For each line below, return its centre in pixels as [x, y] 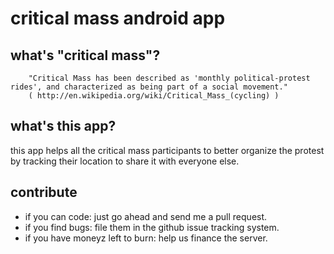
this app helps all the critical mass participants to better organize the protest [167, 150]
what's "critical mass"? [85, 55]
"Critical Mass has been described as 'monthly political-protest [169, 78]
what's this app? [63, 126]
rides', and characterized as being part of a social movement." [149, 87]
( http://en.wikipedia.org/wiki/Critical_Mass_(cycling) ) [154, 96]
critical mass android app [118, 18]
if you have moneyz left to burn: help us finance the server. [146, 238]
